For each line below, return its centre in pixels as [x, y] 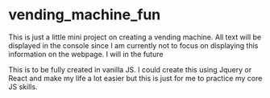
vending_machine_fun [85, 15]
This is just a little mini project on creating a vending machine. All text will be [135, 37]
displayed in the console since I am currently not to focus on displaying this [133, 45]
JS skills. [23, 87]
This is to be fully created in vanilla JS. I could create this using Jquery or [130, 69]
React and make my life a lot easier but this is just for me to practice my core [135, 78]
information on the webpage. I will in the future [86, 54]
